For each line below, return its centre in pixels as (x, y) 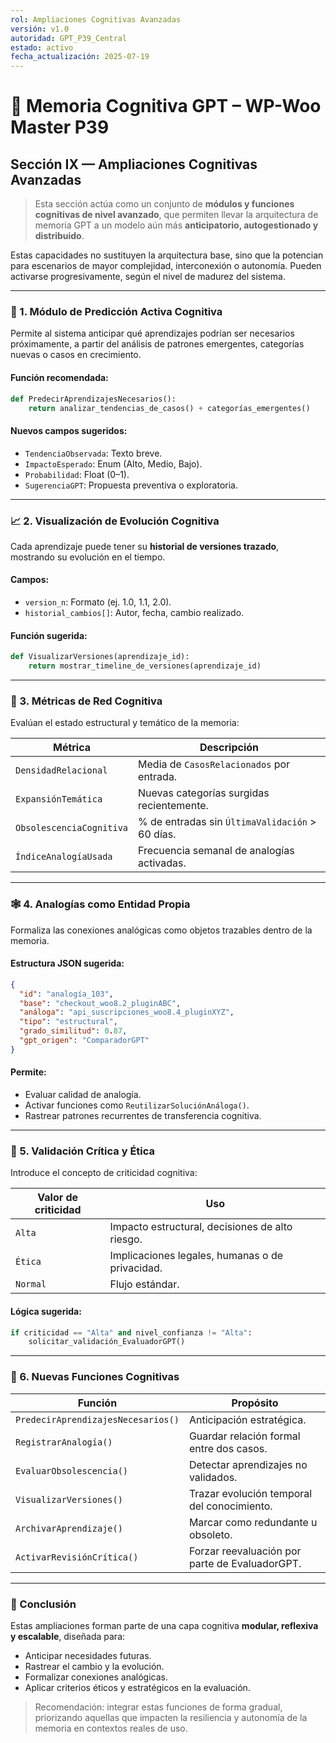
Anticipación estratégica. (247, 1419)
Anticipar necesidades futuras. (88, 1655)
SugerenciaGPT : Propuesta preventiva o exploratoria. (131, 485)
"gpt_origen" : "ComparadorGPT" (84, 1041)
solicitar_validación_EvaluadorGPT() (107, 1342)
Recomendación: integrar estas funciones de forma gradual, (158, 1707)
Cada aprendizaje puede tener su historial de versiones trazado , (145, 546)
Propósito (255, 1403)
